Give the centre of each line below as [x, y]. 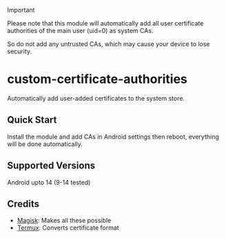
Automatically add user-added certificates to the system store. [96, 98]
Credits [23, 204]
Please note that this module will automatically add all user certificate [105, 23]
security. [20, 51]
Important [21, 10]
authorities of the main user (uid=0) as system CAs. [80, 31]
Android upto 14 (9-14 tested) [49, 182]
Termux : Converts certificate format [68, 228]
